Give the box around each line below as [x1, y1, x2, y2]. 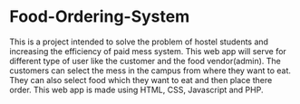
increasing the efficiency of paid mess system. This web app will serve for [9, 45, 287, 56]
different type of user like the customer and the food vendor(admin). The [9, 55, 281, 66]
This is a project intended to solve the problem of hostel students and [9, 36, 269, 47]
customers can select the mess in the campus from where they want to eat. [9, 65, 292, 76]
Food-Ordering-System [9, 6, 190, 27]
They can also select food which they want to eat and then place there [9, 74, 273, 85]
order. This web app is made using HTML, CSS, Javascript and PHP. [9, 84, 264, 95]
